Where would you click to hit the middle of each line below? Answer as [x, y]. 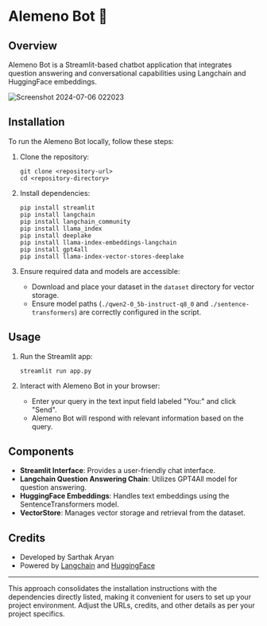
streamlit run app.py [55, 371]
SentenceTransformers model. [69, 504]
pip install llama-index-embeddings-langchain [98, 242]
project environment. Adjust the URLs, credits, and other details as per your [132, 605]
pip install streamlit [57, 207]
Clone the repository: [54, 156]
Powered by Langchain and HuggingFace [87, 565]
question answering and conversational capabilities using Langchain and [127, 73]
